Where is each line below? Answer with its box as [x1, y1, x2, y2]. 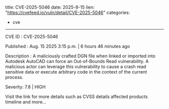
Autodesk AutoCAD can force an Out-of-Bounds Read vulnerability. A [5, 58, 149, 64]
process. [5, 74, 24, 80]
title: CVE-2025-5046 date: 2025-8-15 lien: [5, 4, 95, 10]
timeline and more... [5, 99, 47, 104]
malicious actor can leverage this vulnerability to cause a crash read [5, 63, 147, 69]
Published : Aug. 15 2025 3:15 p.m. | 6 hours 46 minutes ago [5, 43, 130, 49]
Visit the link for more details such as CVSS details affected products [5, 93, 148, 99]
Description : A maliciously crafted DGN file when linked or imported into [5, 53, 156, 59]
